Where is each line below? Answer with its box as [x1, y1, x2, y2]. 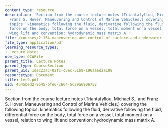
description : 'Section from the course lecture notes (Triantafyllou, [5, 12, 155, 17]
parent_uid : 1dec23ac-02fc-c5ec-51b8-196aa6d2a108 [5, 68, 113, 73]
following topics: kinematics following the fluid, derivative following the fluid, [5, 106, 162, 112]
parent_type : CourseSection [5, 63, 64, 68]
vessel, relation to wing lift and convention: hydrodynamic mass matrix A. [5, 117, 156, 123]
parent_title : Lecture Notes [5, 59, 66, 64]
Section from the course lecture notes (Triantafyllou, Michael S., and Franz [5, 96, 159, 102]
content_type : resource [5, 7, 55, 13]
